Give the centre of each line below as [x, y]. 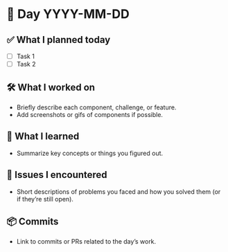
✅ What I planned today [59, 40]
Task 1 [26, 56]
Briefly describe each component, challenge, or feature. [96, 107]
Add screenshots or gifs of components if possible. [90, 114]
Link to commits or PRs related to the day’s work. [86, 242]
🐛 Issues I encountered [57, 175]
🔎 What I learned [43, 137]
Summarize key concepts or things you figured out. [90, 153]
